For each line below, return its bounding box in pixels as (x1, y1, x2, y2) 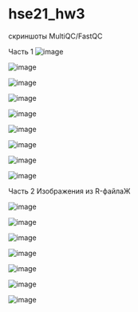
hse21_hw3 (8, 5, 85, 23)
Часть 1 (8, 46, 34, 56)
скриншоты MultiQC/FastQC (8, 31, 103, 41)
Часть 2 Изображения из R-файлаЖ (8, 186, 131, 196)
